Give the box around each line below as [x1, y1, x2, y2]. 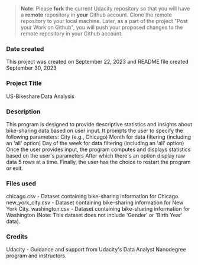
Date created [6, 44, 44, 53]
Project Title [6, 79, 43, 87]
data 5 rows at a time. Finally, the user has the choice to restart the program [6, 158, 191, 165]
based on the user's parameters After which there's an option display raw [6, 152, 186, 159]
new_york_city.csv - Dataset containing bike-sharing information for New [6, 199, 184, 206]
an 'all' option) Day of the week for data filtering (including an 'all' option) [6, 139, 184, 146]
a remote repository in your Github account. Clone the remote [20, 11, 173, 18]
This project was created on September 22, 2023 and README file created [6, 58, 189, 66]
